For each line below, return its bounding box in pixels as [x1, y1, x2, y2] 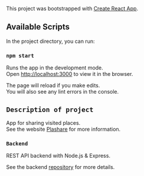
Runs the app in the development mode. [6, 64, 103, 71]
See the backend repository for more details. [6, 164, 115, 171]
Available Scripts [6, 22, 70, 32]
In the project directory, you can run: [6, 38, 95, 45]
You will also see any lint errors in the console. [6, 88, 119, 95]
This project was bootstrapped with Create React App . [6, 5, 139, 12]
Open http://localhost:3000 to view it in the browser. [6, 71, 133, 78]
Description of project [6, 105, 94, 114]
